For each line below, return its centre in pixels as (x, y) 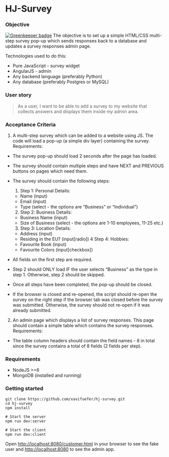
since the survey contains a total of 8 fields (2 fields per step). (77, 346)
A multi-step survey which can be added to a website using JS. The (83, 136)
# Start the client (26, 430)
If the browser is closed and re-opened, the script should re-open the (85, 294)
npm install (18, 408)
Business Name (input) (44, 218)
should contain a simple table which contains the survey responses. (83, 326)
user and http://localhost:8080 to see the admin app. (60, 449)
